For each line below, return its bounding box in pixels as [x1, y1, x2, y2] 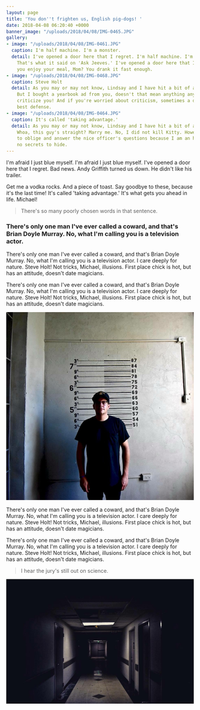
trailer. [6, 172, 22, 178]
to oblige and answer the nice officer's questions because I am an [17, 135, 190, 141]
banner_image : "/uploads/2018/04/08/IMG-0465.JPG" [6, 29, 135, 35]
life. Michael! [6, 196, 37, 203]
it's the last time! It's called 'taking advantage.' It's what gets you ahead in [6, 190, 187, 196]
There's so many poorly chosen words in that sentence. [20, 208, 158, 214]
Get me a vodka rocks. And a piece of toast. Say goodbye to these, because [6, 183, 193, 190]
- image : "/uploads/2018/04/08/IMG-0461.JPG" [6, 41, 121, 47]
